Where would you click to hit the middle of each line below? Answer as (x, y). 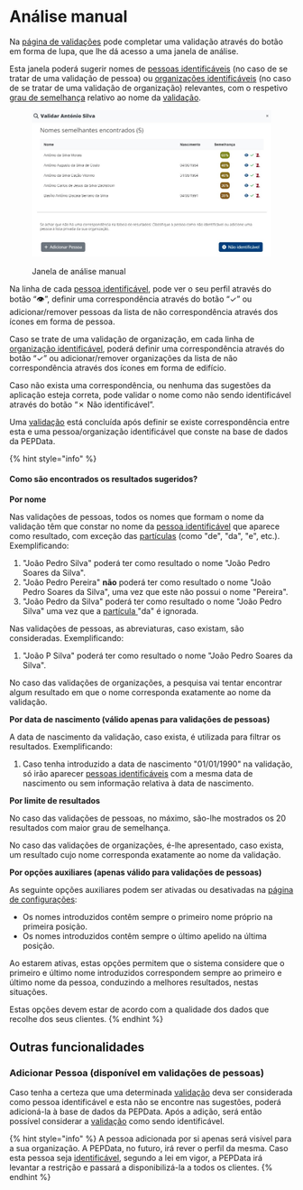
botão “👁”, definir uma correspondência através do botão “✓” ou (131, 299)
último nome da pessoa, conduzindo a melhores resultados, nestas (134, 982)
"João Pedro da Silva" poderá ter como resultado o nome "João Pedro (152, 601)
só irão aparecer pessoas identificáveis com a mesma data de (138, 773)
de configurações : (43, 899)
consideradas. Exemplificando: (67, 637)
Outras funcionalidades (77, 1048)
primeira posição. (55, 926)
